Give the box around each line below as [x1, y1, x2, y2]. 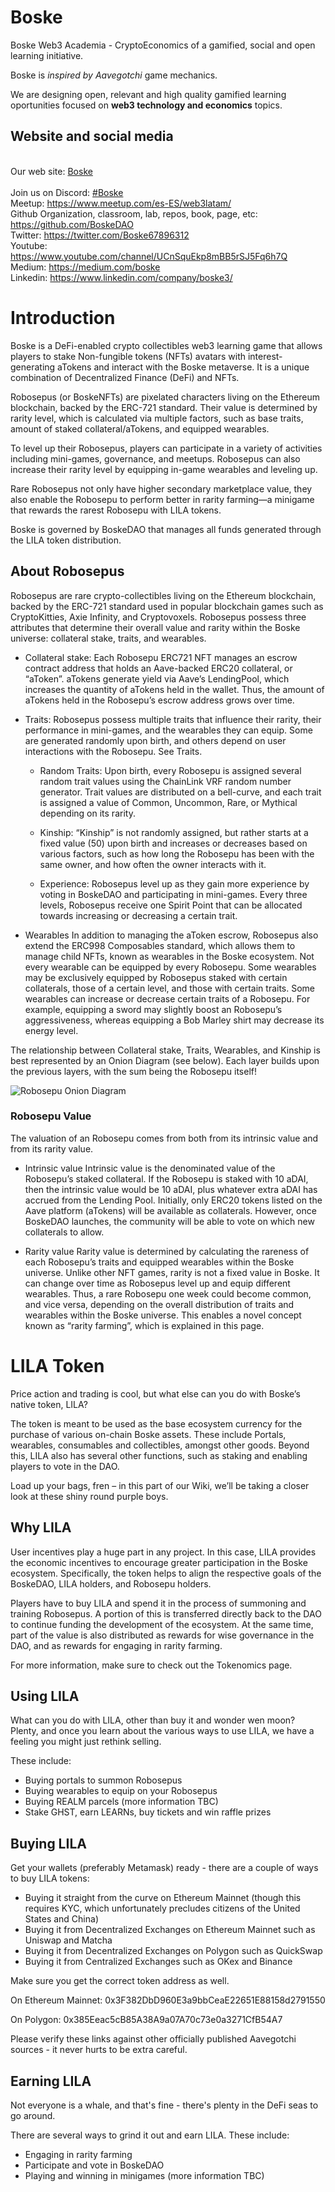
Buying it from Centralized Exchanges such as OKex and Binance [24, 1956, 293, 1968]
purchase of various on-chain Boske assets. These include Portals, [10, 1428, 287, 1440]
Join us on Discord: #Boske [10, 186, 124, 198]
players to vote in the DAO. [10, 1460, 120, 1472]
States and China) [24, 1913, 99, 1925]
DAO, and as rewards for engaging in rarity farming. [10, 1639, 223, 1651]
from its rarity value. [10, 1142, 94, 1155]
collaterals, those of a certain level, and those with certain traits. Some [24, 982, 316, 994]
